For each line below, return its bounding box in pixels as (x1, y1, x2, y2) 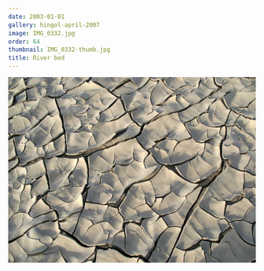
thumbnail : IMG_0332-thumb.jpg (8, 46, 111, 54)
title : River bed (8, 54, 65, 62)
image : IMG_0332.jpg (8, 29, 76, 37)
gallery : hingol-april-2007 (8, 20, 101, 29)
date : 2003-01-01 (8, 13, 65, 20)
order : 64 (8, 38, 41, 46)
